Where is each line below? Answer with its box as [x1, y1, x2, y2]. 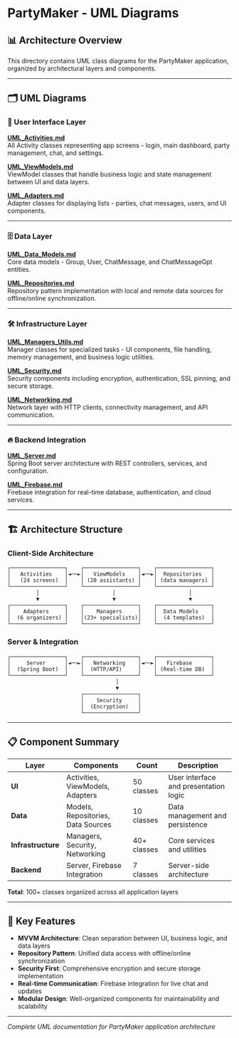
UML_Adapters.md [7, 191, 64, 200]
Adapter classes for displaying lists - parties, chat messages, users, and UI [7, 198, 227, 207]
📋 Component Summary [7, 736, 119, 748]
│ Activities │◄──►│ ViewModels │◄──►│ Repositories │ [7, 571, 215, 578]
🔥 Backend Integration [7, 435, 87, 445]
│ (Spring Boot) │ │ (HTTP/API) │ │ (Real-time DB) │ [7, 665, 215, 673]
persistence [168, 820, 208, 830]
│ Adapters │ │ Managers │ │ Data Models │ [7, 608, 215, 615]
